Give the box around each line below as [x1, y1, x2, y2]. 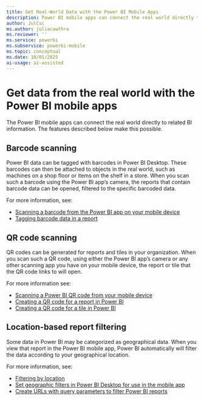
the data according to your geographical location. [6, 351, 131, 358]
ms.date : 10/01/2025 [6, 54, 59, 60]
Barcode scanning [6, 143, 77, 153]
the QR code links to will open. [6, 268, 83, 275]
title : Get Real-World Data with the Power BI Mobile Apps [6, 9, 159, 15]
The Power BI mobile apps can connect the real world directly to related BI [6, 119, 192, 126]
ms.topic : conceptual [6, 49, 61, 55]
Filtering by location [15, 374, 65, 382]
